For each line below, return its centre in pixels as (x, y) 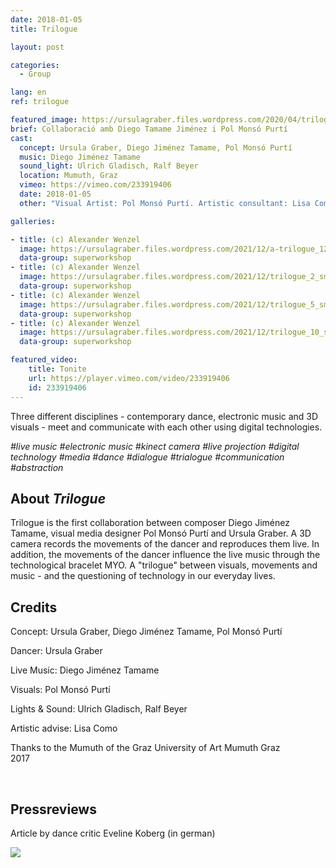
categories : (35, 65)
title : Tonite (57, 369)
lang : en (28, 92)
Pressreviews (53, 809)
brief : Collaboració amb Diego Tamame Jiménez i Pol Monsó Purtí (149, 129)
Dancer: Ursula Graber (56, 651)
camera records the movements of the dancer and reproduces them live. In (165, 544)
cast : (21, 138)
